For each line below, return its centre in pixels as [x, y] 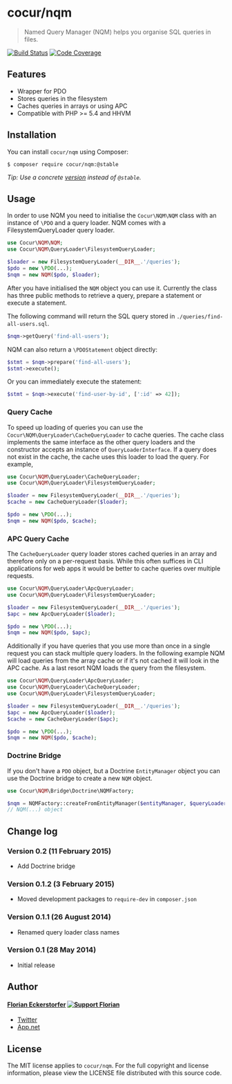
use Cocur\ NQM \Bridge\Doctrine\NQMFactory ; [71, 791]
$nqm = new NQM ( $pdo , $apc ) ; [49, 633]
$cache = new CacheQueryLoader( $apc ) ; [63, 719]
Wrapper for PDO [42, 91]
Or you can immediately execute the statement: [75, 381]
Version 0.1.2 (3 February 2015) [61, 884]
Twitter [27, 1020]
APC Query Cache [38, 539]
